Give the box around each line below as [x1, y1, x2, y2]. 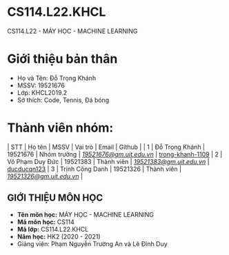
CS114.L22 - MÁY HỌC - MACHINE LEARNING [7, 27, 138, 35]
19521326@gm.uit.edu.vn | [7, 172, 83, 180]
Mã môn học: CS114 [17, 218, 74, 226]
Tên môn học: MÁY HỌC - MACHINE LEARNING [17, 210, 154, 218]
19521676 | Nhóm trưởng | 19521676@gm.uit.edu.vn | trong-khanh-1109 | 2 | [7, 150, 223, 159]
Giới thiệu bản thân [7, 51, 118, 67]
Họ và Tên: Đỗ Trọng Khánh [17, 74, 97, 82]
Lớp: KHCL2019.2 [17, 88, 68, 96]
